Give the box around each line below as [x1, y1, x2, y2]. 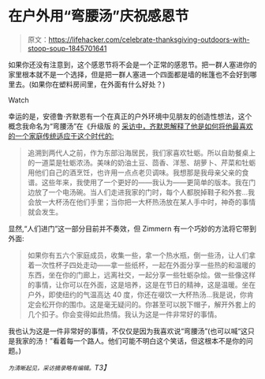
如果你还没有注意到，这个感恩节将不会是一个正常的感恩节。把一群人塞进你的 [8, 60, 257, 69]
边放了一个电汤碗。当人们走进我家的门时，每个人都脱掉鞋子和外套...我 [27, 187, 255, 197]
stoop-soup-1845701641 [27, 43, 107, 53]
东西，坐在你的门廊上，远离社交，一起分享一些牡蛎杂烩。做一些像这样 [27, 269, 256, 280]
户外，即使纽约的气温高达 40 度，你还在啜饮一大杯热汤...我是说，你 [27, 289, 247, 299]
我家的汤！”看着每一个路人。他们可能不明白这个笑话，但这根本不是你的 [14, 336, 247, 345]
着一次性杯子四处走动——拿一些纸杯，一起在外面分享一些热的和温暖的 [27, 260, 256, 269]
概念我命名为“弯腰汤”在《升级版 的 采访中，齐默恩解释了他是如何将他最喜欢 [8, 121, 254, 131]
